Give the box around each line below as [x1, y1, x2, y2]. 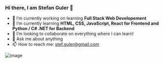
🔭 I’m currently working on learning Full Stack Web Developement [12, 16, 147, 21]
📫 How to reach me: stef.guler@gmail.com [12, 41, 99, 47]
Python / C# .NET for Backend [12, 26, 75, 31]
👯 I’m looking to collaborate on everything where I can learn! [12, 31, 134, 37]
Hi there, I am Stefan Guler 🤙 [5, 4, 73, 11]
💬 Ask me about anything [12, 36, 63, 42]
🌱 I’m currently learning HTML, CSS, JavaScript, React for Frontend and [12, 20, 159, 26]
